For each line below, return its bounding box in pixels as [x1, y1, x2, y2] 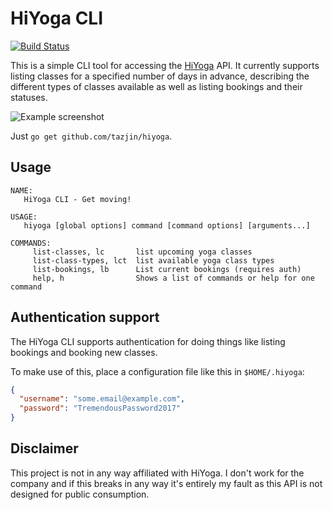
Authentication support [10, 309, 160, 326]
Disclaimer [10, 440, 79, 457]
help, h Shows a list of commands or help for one [32, 273, 315, 283]
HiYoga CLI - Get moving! [23, 194, 132, 204]
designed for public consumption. [10, 488, 150, 500]
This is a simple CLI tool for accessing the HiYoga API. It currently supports [10, 59, 320, 71]
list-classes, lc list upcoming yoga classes [32, 247, 253, 257]
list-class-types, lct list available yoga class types [32, 255, 275, 266]
